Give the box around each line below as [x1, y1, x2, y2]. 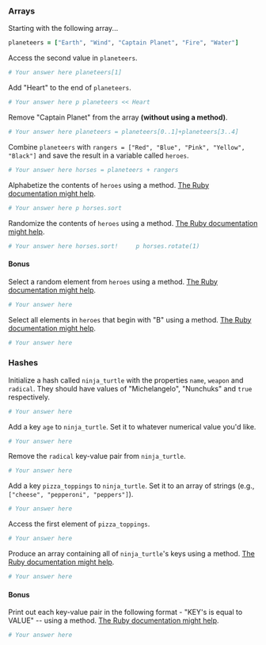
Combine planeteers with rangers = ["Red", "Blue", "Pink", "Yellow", [8, 142, 245, 151]
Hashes [8, 357, 38, 368]
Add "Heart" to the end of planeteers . [8, 83, 132, 93]
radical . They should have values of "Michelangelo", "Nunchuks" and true [8, 384, 253, 393]
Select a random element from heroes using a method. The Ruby [8, 277, 218, 286]
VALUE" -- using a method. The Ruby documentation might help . [8, 616, 219, 625]
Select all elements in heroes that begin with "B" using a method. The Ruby [8, 315, 252, 324]
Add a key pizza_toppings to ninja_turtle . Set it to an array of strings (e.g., [8, 481, 255, 490]
